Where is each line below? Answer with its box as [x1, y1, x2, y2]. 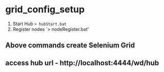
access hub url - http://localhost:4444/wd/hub [5, 58, 159, 67]
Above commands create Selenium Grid [5, 41, 135, 50]
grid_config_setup [5, 4, 85, 15]
